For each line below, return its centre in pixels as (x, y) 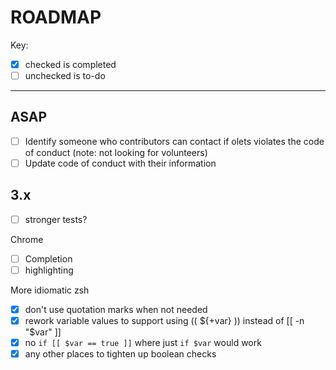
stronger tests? (56, 219)
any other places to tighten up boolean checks (120, 354)
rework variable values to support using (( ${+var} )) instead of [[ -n (164, 321)
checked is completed (70, 64)
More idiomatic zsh (50, 290)
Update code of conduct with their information (120, 163)
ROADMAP (56, 17)
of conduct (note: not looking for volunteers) (116, 152)
